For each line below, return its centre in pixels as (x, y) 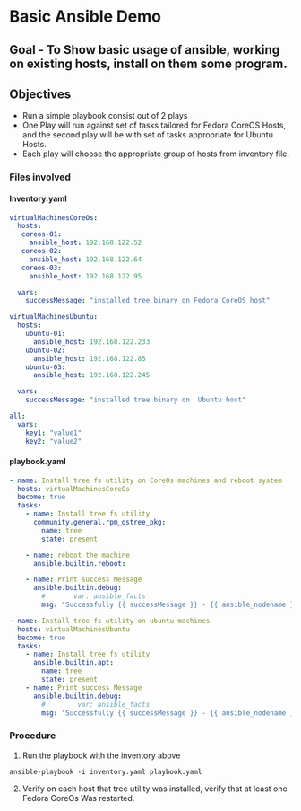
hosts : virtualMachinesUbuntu (73, 629)
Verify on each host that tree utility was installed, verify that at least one (155, 789)
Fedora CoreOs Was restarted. (78, 798)
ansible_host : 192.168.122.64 (86, 259)
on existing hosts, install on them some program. (149, 63)
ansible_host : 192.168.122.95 (86, 276)
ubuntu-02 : (46, 350)
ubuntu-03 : (46, 367)
